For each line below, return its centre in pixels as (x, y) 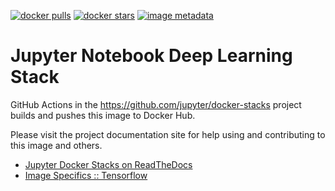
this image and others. (56, 145)
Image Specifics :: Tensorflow (86, 175)
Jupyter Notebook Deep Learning (151, 56)
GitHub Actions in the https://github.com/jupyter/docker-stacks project (156, 104)
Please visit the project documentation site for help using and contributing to (168, 134)
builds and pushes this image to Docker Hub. (103, 115)
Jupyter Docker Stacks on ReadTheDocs (108, 164)
